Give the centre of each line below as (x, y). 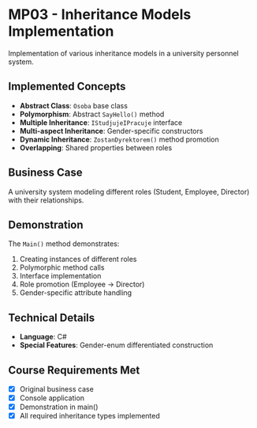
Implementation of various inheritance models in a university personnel (123, 53)
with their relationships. (46, 200)
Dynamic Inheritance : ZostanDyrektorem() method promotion (119, 139)
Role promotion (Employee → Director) (82, 284)
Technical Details (52, 318)
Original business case (57, 389)
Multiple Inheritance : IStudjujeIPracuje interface (101, 122)
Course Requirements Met (74, 370)
